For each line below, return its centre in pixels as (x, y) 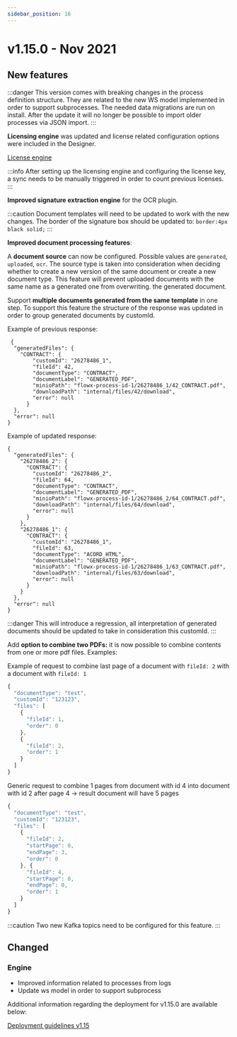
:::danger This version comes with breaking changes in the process (105, 92)
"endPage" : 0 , (47, 885)
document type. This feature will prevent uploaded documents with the (111, 279)
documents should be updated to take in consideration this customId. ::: (112, 631)
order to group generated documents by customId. (81, 315)
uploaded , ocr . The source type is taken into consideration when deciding (114, 264)
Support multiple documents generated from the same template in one (112, 300)
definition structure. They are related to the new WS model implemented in (116, 99)
